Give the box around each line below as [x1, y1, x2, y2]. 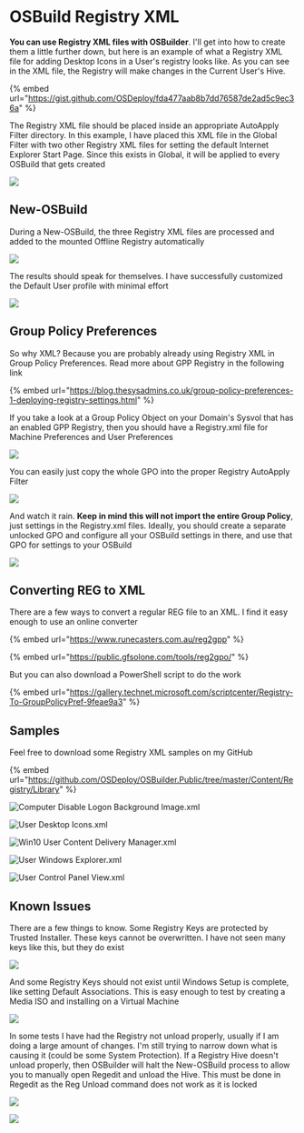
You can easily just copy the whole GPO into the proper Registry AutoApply [9, 466, 290, 476]
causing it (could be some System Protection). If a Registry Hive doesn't [9, 1050, 279, 1060]
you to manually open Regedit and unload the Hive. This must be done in [9, 1069, 281, 1079]
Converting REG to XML [9, 582, 146, 597]
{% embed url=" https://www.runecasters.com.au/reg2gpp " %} [9, 634, 245, 645]
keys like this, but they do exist [9, 942, 124, 952]
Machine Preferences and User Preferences [9, 431, 174, 442]
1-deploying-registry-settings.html [9, 394, 138, 406]
